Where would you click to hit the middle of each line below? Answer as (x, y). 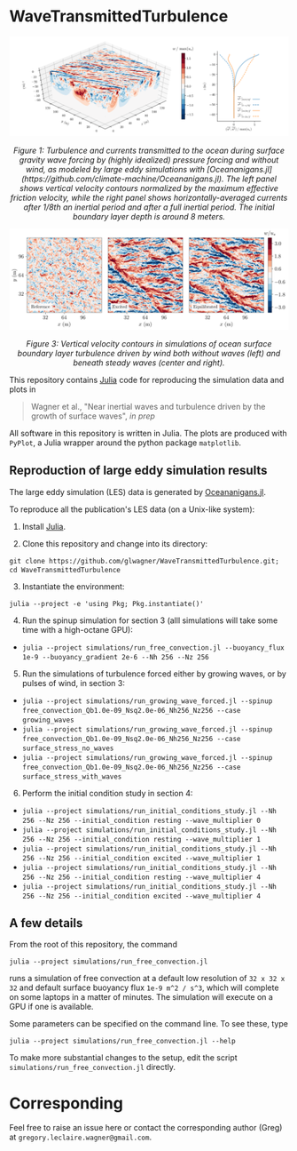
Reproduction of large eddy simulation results (138, 471)
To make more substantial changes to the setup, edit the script (123, 1058)
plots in (23, 389)
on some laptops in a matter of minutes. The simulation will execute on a (141, 997)
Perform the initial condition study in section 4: (107, 793)
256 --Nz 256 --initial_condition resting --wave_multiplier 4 (141, 877)
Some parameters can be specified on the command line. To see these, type (148, 1024)
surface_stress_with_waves (72, 776)
